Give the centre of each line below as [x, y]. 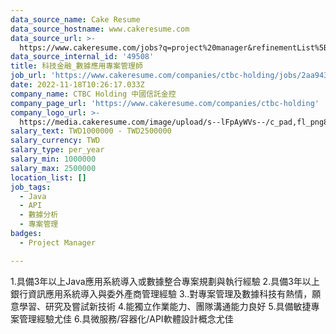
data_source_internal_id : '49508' [82, 57]
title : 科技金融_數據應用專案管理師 [76, 66]
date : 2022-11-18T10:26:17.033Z [77, 85]
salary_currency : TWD [55, 141]
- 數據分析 [39, 215]
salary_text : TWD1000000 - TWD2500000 [91, 131]
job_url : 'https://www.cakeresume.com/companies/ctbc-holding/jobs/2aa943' [171, 76]
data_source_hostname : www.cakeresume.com [100, 29]
